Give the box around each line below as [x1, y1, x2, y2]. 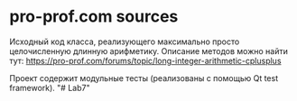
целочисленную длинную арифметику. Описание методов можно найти [9, 45, 289, 56]
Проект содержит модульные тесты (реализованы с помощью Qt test [9, 72, 278, 83]
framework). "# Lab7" [9, 82, 90, 93]
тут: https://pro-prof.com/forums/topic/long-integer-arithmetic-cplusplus [9, 55, 282, 66]
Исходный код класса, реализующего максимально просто [9, 36, 240, 47]
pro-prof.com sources [9, 6, 179, 27]
